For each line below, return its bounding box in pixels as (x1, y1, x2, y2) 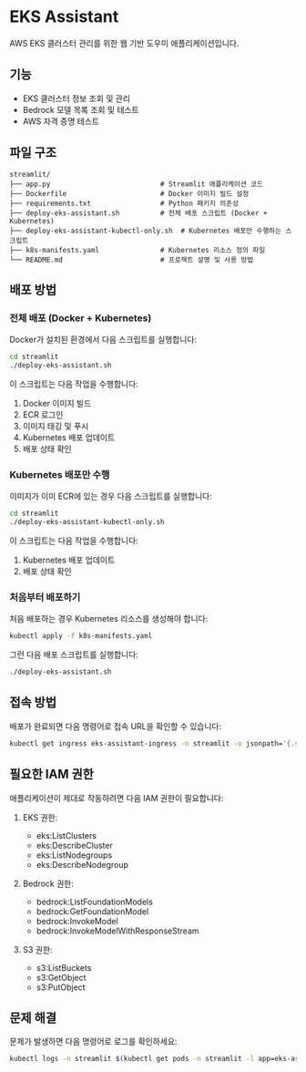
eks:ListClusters (36, 830, 97, 840)
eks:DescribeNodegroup (36, 859, 129, 870)
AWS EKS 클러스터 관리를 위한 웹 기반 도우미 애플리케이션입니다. (9, 37, 240, 48)
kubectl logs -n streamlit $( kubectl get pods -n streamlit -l (9, 1055, 255, 1064)
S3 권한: (22, 943, 53, 954)
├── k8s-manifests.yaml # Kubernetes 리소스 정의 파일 (9, 245, 266, 254)
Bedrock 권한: (22, 878, 75, 889)
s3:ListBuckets (36, 962, 92, 973)
